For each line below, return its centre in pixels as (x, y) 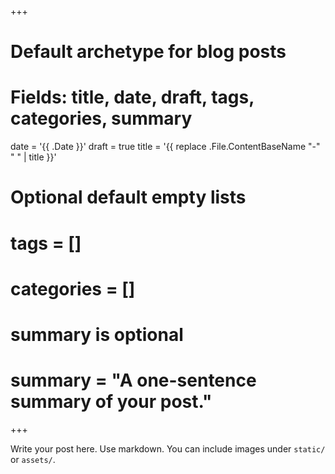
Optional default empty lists (128, 197)
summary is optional (97, 334)
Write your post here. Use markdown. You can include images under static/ (168, 448)
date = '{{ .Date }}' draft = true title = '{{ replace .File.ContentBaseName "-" (165, 147)
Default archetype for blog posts (148, 52)
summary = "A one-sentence (133, 380)
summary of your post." (111, 402)
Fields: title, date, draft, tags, (132, 97)
